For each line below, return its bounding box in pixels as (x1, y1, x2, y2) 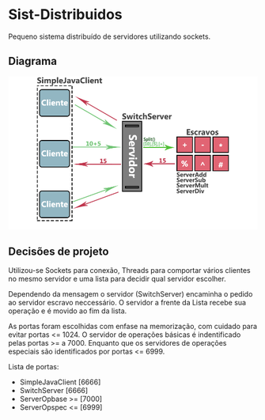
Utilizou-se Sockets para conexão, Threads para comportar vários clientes (8, 266, 251, 275)
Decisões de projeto (8, 244, 109, 258)
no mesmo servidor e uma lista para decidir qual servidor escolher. (8, 274, 227, 284)
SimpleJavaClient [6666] (19, 377, 101, 387)
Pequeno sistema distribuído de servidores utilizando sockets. (8, 32, 211, 41)
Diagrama (8, 55, 58, 68)
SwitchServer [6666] (19, 386, 89, 395)
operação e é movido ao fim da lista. (8, 306, 127, 316)
